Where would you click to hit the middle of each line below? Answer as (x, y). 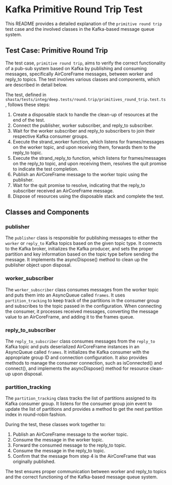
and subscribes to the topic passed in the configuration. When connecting (84, 306)
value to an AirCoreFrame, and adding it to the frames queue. (70, 317)
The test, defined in (26, 94)
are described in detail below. (36, 85)
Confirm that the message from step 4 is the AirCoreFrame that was (84, 456)
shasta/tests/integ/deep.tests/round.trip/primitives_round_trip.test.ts (86, 99)
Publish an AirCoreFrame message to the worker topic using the (80, 174)
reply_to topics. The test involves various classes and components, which (83, 79)
